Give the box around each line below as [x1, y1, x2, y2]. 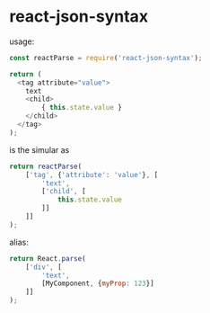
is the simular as [9, 144, 70, 155]
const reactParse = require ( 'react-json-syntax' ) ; [9, 53, 203, 62]
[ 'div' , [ [25, 263, 63, 272]
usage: [9, 36, 35, 47]
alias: [9, 237, 29, 247]
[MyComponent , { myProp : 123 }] [41, 279, 154, 289]
